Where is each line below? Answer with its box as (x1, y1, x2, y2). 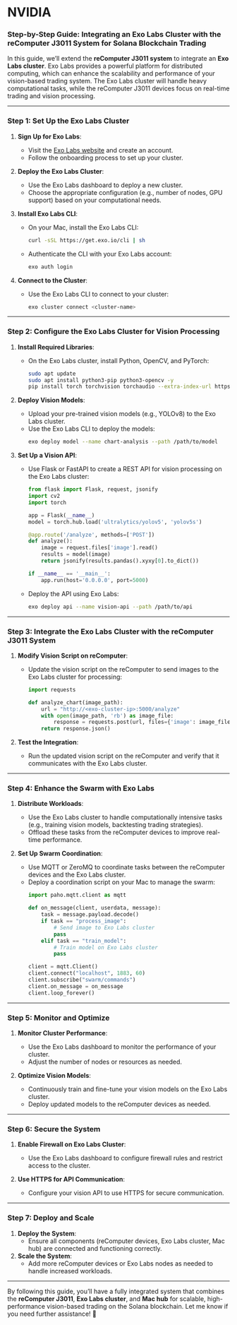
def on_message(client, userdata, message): (28, 905, 162, 912)
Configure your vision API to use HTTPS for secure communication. (28, 1189, 224, 1197)
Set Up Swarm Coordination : (17, 849, 103, 858)
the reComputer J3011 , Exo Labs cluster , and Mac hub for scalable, (7, 1294, 206, 1303)
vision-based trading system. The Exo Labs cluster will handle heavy (7, 77, 207, 85)
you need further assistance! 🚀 (7, 1309, 97, 1318)
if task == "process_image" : (41, 917, 127, 925)
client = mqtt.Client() (28, 963, 99, 970)
